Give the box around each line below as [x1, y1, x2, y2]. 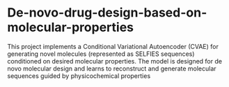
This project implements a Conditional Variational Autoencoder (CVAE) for [7, 42, 219, 50]
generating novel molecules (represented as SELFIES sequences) [7, 50, 195, 58]
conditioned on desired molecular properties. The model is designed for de [7, 57, 223, 65]
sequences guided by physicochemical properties [7, 71, 151, 80]
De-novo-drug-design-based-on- [7, 5, 207, 21]
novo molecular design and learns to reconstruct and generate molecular [7, 64, 217, 72]
